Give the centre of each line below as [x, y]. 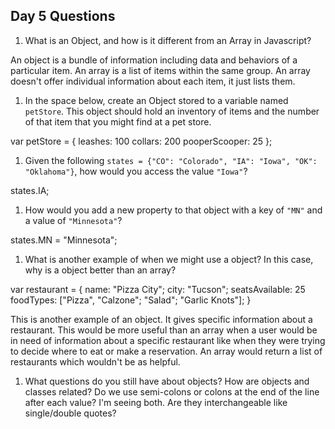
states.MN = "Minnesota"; [64, 240]
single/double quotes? [70, 413]
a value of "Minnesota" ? [73, 220]
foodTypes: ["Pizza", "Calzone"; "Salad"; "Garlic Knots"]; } [131, 300]
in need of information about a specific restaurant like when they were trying [168, 340]
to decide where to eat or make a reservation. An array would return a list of [166, 351]
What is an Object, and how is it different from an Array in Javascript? [168, 40]
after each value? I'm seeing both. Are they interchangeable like [156, 402]
